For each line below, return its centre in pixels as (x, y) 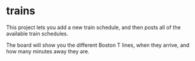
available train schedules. (37, 33)
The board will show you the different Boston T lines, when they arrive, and (98, 45)
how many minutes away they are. (48, 51)
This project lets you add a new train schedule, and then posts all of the (93, 27)
